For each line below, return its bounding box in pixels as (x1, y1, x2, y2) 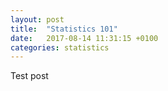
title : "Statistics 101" (10, 24, 118, 34)
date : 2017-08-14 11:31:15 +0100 (10, 33, 159, 43)
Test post (10, 70, 49, 82)
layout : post (10, 14, 65, 25)
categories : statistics (10, 42, 110, 53)
